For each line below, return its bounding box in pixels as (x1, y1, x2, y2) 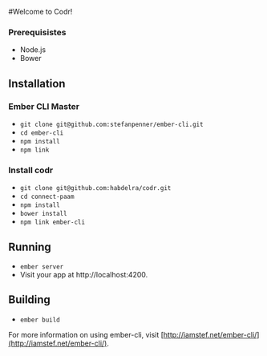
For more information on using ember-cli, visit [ (8, 330, 164, 339)
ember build (19, 316, 60, 324)
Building (8, 293, 51, 307)
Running (8, 240, 52, 253)
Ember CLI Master (8, 100, 80, 111)
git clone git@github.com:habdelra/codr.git (19, 184, 172, 192)
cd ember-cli (19, 128, 64, 137)
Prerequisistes (8, 26, 67, 38)
